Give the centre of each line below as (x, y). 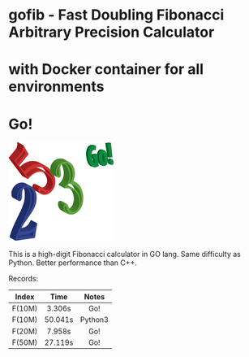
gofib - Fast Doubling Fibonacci (116, 15)
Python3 (94, 320)
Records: (24, 279)
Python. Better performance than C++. (73, 263)
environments (56, 87)
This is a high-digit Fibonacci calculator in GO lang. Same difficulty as (124, 255)
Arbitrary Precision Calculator (112, 32)
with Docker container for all (106, 70)
